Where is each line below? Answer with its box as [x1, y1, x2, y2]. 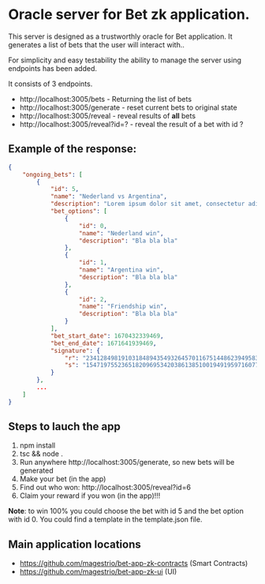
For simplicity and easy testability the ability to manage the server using [8, 55, 242, 65]
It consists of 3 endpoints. [8, 79, 93, 88]
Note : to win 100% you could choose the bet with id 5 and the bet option [8, 507, 244, 516]
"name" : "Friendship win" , [78, 302, 168, 311]
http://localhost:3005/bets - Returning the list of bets [19, 94, 192, 103]
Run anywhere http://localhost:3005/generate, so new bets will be [19, 458, 235, 467]
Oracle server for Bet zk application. [8, 6, 250, 24]
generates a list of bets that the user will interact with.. [8, 39, 185, 49]
